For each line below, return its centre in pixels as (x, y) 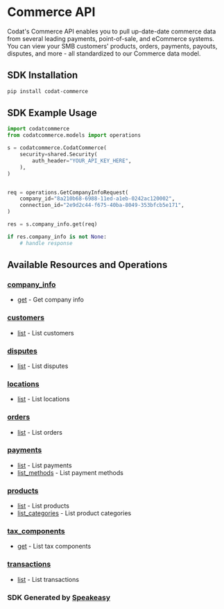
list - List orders (40, 432)
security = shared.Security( (59, 155)
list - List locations (43, 399)
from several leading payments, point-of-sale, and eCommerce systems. (111, 38)
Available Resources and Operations (87, 265)
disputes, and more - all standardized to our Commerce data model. (104, 53)
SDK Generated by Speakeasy (59, 597)
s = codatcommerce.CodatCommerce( (57, 148)
